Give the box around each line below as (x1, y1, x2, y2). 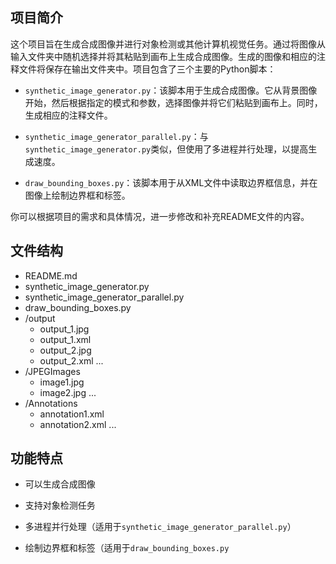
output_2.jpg (39, 344, 92, 356)
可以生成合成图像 (24, 478, 96, 490)
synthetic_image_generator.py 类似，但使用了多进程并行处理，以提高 (24, 143, 309, 155)
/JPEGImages (24, 365, 81, 377)
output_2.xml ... (39, 354, 104, 367)
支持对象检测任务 (24, 499, 96, 512)
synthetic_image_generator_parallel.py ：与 (24, 130, 209, 142)
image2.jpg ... (39, 386, 97, 398)
